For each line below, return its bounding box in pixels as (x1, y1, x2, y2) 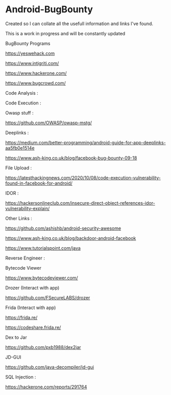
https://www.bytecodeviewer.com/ (5, 275, 78, 281)
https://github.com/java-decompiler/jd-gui (5, 364, 94, 370)
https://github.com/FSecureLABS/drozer (5, 294, 90, 300)
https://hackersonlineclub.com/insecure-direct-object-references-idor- (5, 200, 156, 206)
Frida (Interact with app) (5, 304, 56, 311)
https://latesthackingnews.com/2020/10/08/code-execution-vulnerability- (5, 174, 161, 181)
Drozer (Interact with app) (5, 284, 60, 291)
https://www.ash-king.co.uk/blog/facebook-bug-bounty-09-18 (5, 155, 137, 161)
